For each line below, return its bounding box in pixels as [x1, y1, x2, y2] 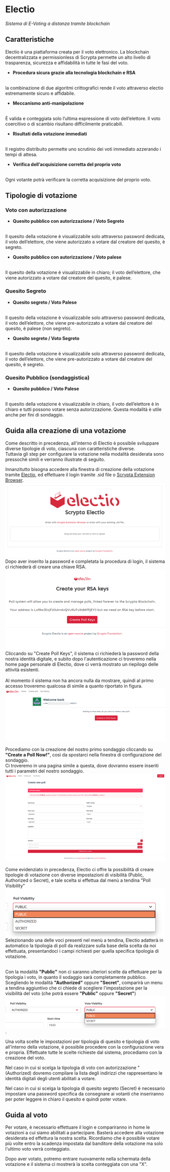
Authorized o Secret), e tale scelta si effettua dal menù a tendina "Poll [5, 877, 151, 883]
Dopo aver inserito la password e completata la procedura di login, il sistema [5, 558, 165, 564]
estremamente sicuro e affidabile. [5, 90, 76, 96]
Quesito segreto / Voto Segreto [12, 335, 80, 341]
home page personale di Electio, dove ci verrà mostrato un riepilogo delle [5, 661, 159, 667]
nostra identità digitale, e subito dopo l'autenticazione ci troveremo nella [5, 656, 156, 662]
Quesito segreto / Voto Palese [12, 299, 77, 305]
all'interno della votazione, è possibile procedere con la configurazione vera [5, 1044, 164, 1050]
